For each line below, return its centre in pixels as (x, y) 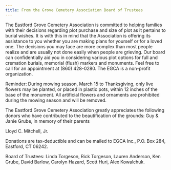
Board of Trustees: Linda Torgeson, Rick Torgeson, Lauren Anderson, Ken (83, 156)
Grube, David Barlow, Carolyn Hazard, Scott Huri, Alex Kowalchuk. (75, 162)
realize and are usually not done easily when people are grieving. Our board (85, 52)
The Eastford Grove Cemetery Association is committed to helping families (84, 25)
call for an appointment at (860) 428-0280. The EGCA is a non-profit (78, 68)
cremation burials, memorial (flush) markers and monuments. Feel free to (82, 63)
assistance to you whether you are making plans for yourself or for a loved (84, 41)
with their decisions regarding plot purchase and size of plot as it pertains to (86, 30)
